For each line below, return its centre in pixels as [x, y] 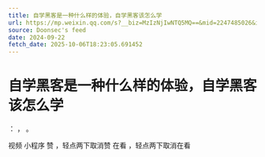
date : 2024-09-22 [37, 37]
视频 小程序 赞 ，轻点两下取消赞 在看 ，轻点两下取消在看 [99, 145]
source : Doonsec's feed [47, 30]
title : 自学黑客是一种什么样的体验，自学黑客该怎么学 [85, 15]
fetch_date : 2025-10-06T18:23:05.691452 [76, 45]
